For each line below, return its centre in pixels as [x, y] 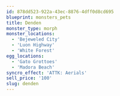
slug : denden [22, 84]
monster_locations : [31, 34]
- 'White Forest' [33, 51]
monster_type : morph [32, 28]
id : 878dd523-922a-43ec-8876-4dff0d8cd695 [60, 12]
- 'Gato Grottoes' [35, 61]
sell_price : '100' [29, 78]
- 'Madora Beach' [33, 67]
